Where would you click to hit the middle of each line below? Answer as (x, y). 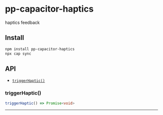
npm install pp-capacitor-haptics (40, 49)
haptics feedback (22, 22)
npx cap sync (18, 54)
